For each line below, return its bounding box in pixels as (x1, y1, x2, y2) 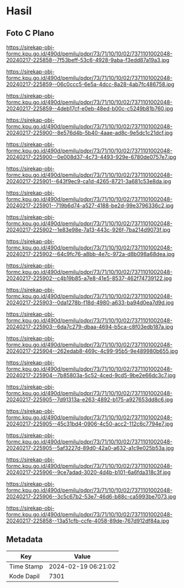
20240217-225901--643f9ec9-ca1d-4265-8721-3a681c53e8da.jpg (6, 178, 171, 184)
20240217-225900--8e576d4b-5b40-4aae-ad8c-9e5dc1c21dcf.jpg (6, 130, 173, 136)
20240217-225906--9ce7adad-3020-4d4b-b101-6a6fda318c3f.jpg (6, 469, 171, 476)
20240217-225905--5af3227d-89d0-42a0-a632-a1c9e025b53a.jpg (6, 445, 174, 451)
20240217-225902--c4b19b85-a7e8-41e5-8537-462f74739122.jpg (6, 275, 172, 282)
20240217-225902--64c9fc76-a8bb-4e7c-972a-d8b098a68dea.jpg (6, 251, 175, 257)
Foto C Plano (6, 28, 54, 38)
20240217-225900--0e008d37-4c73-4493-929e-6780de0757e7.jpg (6, 153, 176, 161)
